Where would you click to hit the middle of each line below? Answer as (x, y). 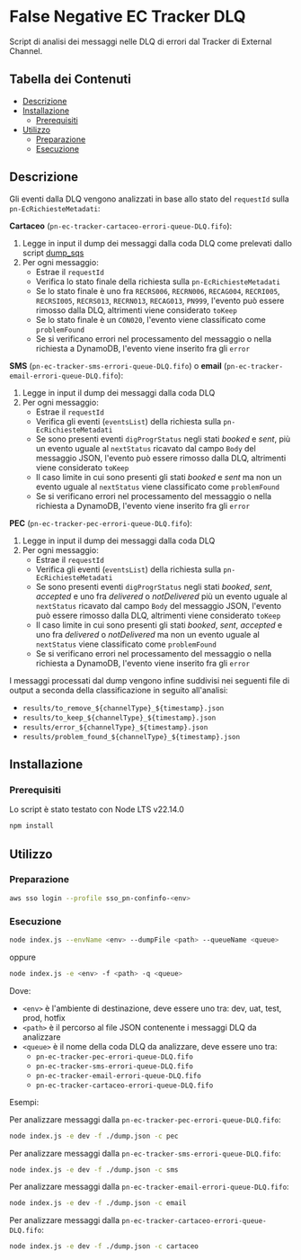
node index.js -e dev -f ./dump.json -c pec (94, 1136)
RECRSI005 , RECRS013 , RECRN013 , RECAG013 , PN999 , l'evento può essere (160, 300)
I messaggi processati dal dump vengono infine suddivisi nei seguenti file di (150, 680)
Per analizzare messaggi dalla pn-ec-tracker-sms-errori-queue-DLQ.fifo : (145, 1153)
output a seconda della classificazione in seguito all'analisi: (119, 690)
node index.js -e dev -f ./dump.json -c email (98, 1203)
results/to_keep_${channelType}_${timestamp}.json (119, 718)
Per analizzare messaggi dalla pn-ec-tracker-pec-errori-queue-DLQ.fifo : (145, 1119)
